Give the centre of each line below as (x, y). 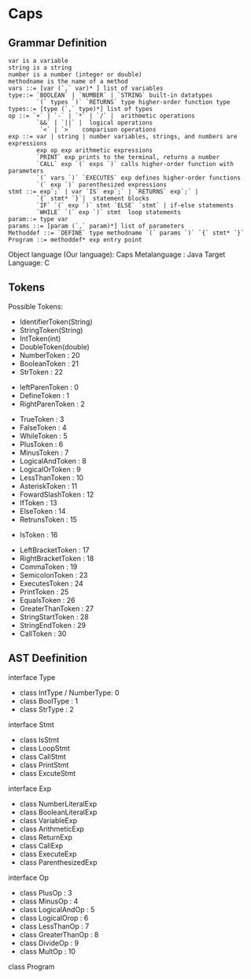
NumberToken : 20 (50, 355)
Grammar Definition (58, 43)
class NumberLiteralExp (58, 804)
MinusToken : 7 (44, 453)
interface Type (32, 677)
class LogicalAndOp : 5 (57, 909)
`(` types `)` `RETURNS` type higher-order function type (133, 102)
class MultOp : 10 (48, 951)
